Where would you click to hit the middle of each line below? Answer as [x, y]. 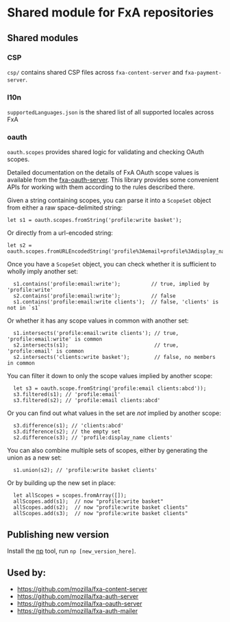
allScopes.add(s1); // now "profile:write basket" [89, 501]
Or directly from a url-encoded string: [60, 233]
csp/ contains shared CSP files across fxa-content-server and [95, 72]
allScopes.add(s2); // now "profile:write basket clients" [101, 508]
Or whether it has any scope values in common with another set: [98, 321]
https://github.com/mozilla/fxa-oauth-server [79, 604]
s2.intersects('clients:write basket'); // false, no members [114, 358]
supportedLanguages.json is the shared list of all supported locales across [111, 112]
